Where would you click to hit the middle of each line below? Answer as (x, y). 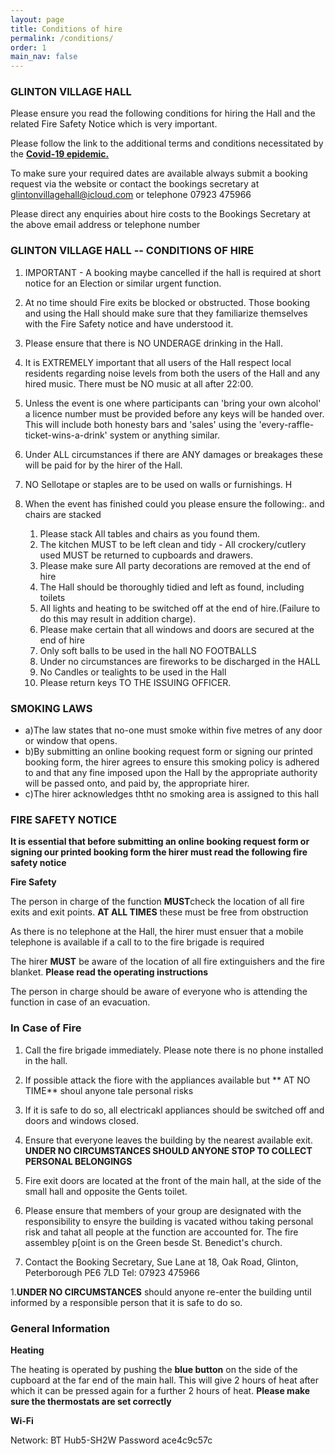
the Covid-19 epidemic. (60, 154)
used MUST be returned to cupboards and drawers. (146, 555)
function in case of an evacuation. (80, 1002)
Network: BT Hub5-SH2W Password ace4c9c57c (111, 1440)
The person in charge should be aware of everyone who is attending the (159, 992)
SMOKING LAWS (51, 708)
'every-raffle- (286, 424)
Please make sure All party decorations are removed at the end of (175, 565)
